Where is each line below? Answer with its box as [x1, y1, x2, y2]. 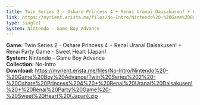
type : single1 [6, 20, 42, 26]
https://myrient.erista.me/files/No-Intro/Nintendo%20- [35, 67, 168, 75]
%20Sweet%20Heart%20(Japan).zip [6, 92, 98, 100]
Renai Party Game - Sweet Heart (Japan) [6, 48, 107, 55]
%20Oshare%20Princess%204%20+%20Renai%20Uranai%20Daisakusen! [6, 80, 193, 87]
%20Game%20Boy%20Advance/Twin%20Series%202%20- [6, 73, 156, 81]
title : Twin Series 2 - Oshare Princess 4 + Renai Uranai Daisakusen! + [6, 8, 190, 15]
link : [6, 14, 20, 20]
